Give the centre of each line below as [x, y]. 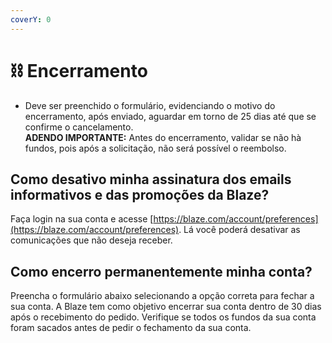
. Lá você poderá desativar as [239, 230]
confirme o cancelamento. [79, 127]
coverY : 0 [31, 19]
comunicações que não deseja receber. [91, 240]
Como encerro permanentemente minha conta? [161, 271]
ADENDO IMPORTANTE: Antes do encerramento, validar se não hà [163, 137]
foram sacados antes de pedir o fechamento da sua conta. [131, 328]
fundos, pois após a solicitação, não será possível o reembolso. [155, 148]
